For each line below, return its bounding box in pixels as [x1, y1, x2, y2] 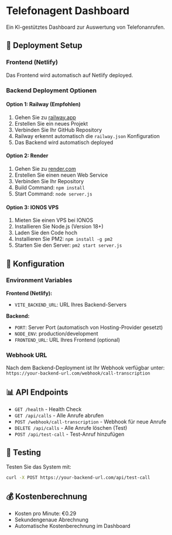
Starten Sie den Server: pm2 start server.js [14, 242, 122, 249]
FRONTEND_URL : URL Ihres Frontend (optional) [14, 336, 121, 343]
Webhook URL [6, 351, 47, 359]
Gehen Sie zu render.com [14, 165, 76, 172]
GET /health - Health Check [14, 405, 82, 412]
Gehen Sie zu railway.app [14, 113, 76, 121]
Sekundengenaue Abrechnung [14, 516, 89, 523]
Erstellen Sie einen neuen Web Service [14, 171, 108, 179]
